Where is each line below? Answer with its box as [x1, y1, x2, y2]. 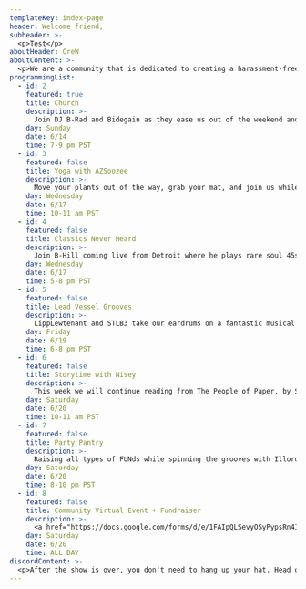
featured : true [25, 89, 84, 99]
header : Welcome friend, [9, 22, 104, 31]
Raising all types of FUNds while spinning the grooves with [33, 455, 271, 464]
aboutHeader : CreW [9, 47, 79, 57]
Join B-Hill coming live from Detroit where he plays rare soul [33, 251, 283, 260]
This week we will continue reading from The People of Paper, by [33, 387, 291, 396]
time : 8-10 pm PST [25, 480, 96, 489]
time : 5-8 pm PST [25, 277, 92, 286]
